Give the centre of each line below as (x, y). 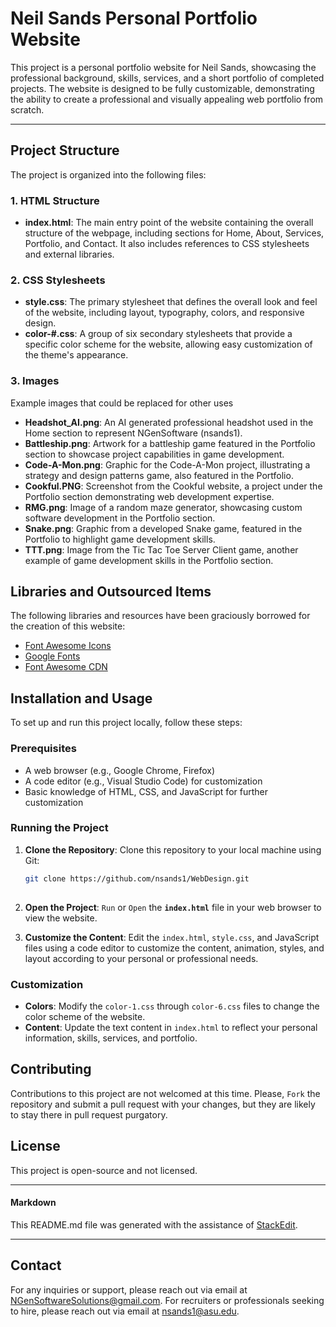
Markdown (33, 1203)
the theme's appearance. (76, 355)
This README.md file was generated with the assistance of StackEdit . (154, 1224)
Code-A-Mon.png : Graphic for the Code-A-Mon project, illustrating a (167, 464)
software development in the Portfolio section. (120, 518)
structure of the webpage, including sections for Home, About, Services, (174, 233)
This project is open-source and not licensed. (104, 1170)
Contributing (51, 1069)
